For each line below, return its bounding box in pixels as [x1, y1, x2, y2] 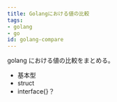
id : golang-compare [7, 36, 64, 43]
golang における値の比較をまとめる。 [7, 57, 115, 65]
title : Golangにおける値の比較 [7, 10, 90, 17]
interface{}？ [17, 87, 55, 96]
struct [17, 79, 35, 87]
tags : [7, 17, 23, 24]
